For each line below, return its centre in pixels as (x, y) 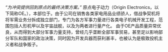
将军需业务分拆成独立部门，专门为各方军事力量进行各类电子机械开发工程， (82, 20)
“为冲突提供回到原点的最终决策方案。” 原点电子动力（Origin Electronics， (80, 7)
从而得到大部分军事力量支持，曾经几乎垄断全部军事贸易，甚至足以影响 (86, 32)
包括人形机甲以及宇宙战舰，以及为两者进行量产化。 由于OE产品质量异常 (83, 26)
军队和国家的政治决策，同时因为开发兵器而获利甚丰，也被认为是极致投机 (84, 38)
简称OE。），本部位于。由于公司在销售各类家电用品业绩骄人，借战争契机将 (85, 13)
